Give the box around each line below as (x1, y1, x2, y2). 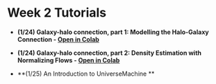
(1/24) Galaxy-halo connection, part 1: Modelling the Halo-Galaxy (17, 28, 210, 36)
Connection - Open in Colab (17, 35, 99, 43)
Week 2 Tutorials (7, 5, 107, 21)
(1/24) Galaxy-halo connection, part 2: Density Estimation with (17, 49, 202, 57)
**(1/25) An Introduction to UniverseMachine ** (17, 69, 155, 78)
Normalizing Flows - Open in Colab (17, 56, 120, 64)
